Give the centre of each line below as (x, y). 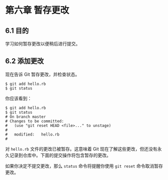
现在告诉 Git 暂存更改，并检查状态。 (43, 74)
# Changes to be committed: (35, 121)
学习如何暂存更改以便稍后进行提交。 (43, 44)
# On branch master (26, 117)
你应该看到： (18, 98)
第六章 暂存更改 (37, 10)
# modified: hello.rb (32, 134)
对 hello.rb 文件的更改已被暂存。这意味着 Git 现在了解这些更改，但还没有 (81, 149)
